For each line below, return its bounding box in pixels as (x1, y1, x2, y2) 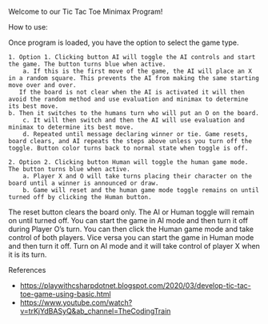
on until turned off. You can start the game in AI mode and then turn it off (8, 216, 248, 225)
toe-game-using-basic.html (19, 290, 111, 298)
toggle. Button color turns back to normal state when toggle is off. (8, 144, 249, 152)
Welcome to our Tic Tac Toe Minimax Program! (8, 7, 163, 16)
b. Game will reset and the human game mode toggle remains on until (22, 186, 260, 194)
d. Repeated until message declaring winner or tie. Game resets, (22, 130, 249, 138)
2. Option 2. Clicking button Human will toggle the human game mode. (8, 158, 249, 166)
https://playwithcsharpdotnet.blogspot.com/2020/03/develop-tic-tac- (19, 281, 251, 290)
